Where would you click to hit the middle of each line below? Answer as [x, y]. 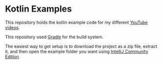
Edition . [13, 56]
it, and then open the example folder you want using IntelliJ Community [77, 51]
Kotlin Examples [39, 9]
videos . [12, 27]
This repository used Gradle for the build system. [54, 37]
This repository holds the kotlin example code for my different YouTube [76, 22]
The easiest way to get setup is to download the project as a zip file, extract [81, 46]
